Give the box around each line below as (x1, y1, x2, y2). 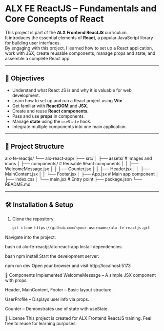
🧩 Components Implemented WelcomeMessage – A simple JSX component (5, 272, 156, 278)
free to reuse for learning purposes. (5, 321, 77, 327)
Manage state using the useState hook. (12, 118, 92, 124)
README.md (5, 181, 31, 187)
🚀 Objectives (5, 74, 45, 83)
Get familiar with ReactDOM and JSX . (12, 103, 89, 109)
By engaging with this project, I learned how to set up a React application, (5, 45, 153, 51)
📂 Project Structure (5, 142, 64, 151)
